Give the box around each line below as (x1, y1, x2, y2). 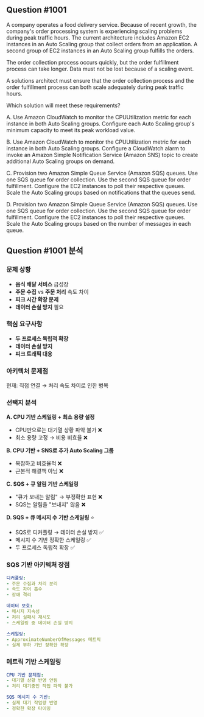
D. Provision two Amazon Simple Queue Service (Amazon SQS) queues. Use (6, 200, 198, 208)
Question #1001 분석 (6, 246, 83, 256)
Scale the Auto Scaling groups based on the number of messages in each (6, 220, 191, 227)
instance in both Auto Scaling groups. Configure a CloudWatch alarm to (6, 144, 186, 152)
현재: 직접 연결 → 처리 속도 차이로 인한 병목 (6, 382, 108, 389)
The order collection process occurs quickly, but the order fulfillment (6, 58, 179, 66)
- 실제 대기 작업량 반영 (6, 700, 58, 706)
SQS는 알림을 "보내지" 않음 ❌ (15, 501, 86, 508)
